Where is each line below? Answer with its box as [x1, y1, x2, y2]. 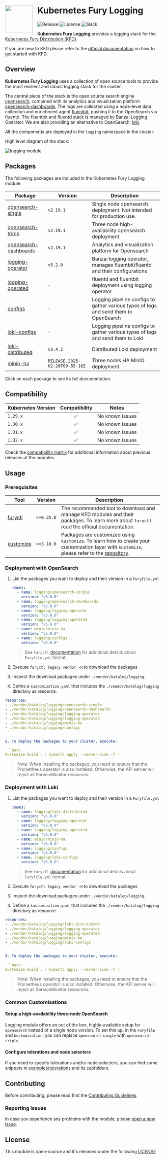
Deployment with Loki [5, 784, 58, 791]
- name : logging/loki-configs [17, 855, 79, 860]
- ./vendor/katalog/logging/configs [5, 725, 80, 730]
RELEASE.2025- [48, 358, 81, 364]
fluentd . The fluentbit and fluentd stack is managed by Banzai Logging [5, 114, 147, 120]
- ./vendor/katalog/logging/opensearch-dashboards [5, 707, 111, 712]
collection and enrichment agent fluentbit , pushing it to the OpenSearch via [5, 108, 157, 114]
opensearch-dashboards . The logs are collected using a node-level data [5, 103, 152, 109]
